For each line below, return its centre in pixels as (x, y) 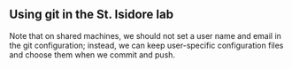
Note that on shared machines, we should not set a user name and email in (145, 35)
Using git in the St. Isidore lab (92, 15)
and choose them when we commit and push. (92, 54)
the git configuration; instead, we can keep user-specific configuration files (146, 45)
